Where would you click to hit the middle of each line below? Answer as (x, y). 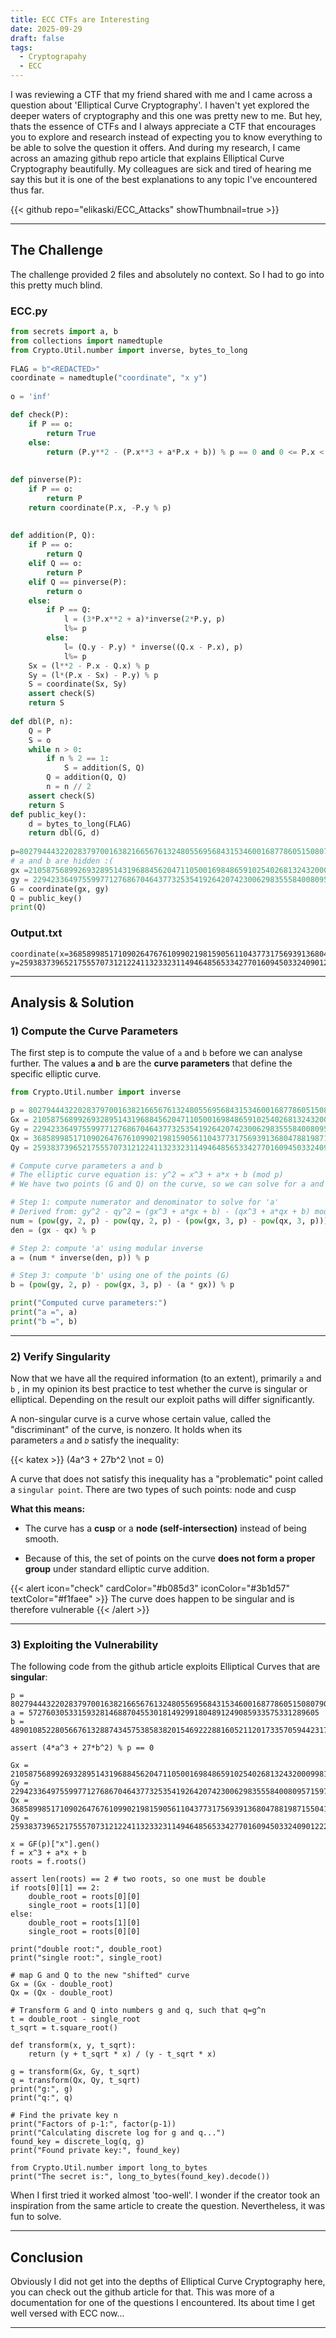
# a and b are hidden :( (62, 861)
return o (64, 591)
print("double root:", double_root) (86, 1949)
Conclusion (47, 2257)
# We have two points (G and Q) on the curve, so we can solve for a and (167, 1184)
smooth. (42, 1539)
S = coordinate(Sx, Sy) (78, 684)
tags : (21, 47)
